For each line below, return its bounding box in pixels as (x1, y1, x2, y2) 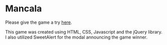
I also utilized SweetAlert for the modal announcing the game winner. (5, 34, 148, 40)
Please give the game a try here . (5, 19, 72, 25)
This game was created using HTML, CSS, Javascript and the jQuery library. (5, 29, 163, 35)
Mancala (5, 3, 42, 14)
